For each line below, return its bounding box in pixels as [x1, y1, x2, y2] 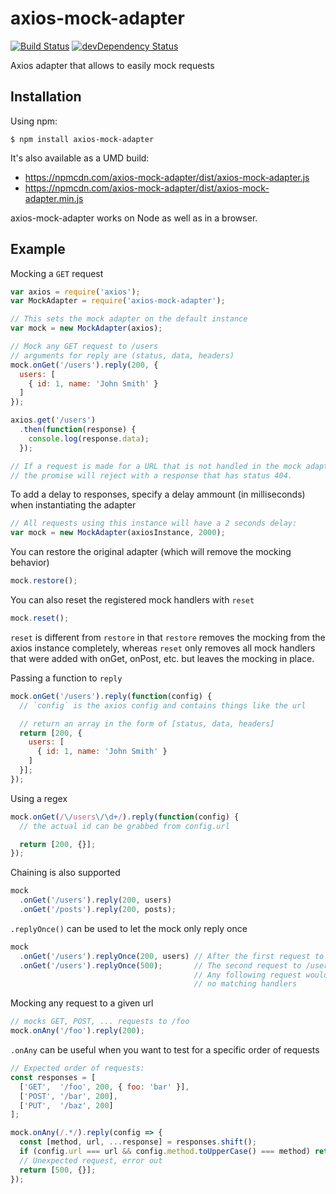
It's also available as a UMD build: [10, 152, 150, 164]
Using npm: [10, 115, 58, 127]
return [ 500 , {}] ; [19, 1165, 97, 1175]
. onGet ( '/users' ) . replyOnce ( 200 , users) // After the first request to [19, 951, 325, 961]
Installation [10, 88, 82, 106]
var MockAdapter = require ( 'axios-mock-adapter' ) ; [10, 296, 226, 306]
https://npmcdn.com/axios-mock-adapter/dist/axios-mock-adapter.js [24, 171, 310, 183]
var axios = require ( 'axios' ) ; [10, 287, 141, 297]
